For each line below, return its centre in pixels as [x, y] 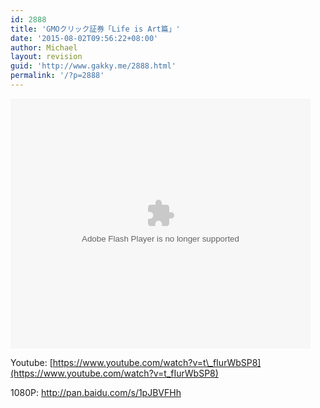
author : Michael [44, 47]
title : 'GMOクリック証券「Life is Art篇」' [95, 29]
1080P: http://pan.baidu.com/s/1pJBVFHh [96, 392]
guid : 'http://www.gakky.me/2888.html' [93, 66]
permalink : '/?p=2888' [57, 76]
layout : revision [46, 57]
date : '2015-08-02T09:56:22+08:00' [84, 38]
